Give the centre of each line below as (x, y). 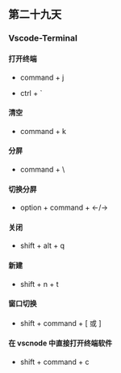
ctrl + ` (31, 93)
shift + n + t (39, 284)
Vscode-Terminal (43, 38)
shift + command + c (55, 362)
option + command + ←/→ (64, 208)
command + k (43, 131)
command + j (42, 77)
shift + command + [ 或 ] (61, 323)
